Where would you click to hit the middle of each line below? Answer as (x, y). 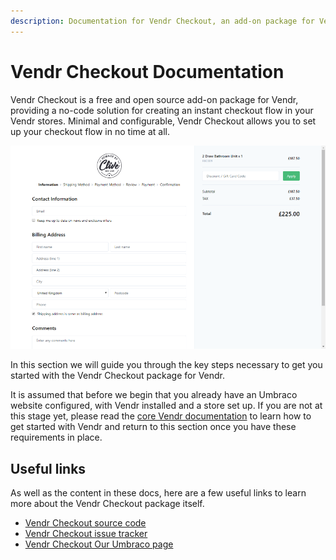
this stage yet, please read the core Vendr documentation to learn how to (161, 416)
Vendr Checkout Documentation (147, 71)
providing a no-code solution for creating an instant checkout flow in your (162, 110)
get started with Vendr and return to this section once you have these (153, 427)
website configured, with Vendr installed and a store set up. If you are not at (166, 406)
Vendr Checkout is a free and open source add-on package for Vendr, (154, 99)
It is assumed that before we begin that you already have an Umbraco (154, 395)
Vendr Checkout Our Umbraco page (99, 544)
